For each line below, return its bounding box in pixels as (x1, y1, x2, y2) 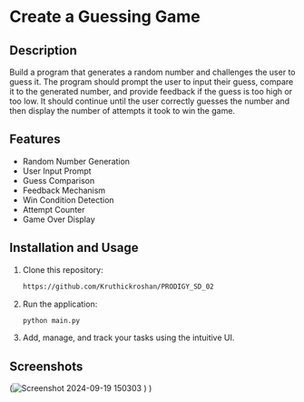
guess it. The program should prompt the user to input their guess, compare (9, 76, 294, 87)
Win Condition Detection (22, 194, 115, 206)
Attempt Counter (22, 204, 85, 215)
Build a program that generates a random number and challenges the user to (9, 66, 296, 77)
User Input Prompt (22, 166, 93, 176)
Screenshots (9, 358, 83, 374)
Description (9, 43, 77, 58)
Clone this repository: (22, 264, 103, 275)
